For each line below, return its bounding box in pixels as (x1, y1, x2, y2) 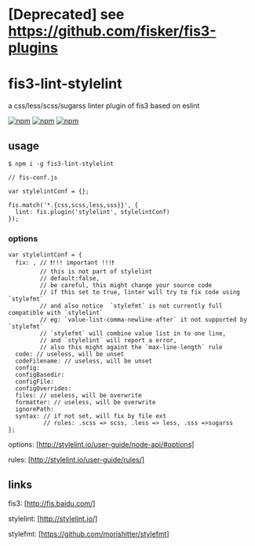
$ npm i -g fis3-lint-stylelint (8, 160, 114, 168)
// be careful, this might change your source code (39, 282, 213, 290)
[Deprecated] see (8, 6, 125, 24)
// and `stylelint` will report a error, (39, 337, 177, 345)
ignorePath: (15, 405, 55, 414)
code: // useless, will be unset (15, 350, 125, 359)
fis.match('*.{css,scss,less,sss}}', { (8, 201, 139, 209)
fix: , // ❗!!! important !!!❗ (15, 259, 115, 267)
